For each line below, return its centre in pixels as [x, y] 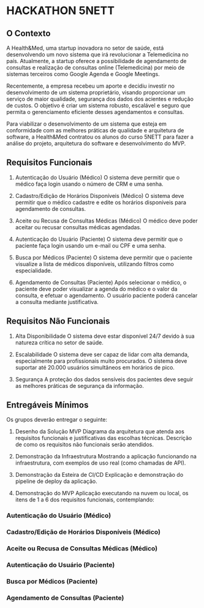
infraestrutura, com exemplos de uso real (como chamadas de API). [100, 463]
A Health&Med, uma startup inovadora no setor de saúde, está [85, 48]
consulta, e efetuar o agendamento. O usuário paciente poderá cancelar [106, 295]
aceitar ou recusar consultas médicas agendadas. [78, 227]
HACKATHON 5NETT [61, 11]
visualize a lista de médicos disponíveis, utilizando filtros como [95, 264]
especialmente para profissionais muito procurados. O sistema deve [101, 361]
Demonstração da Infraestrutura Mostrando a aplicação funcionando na [106, 457]
